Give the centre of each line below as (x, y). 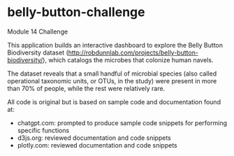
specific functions (43, 130)
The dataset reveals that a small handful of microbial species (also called (112, 73)
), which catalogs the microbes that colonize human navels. (128, 59)
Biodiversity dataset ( (38, 52)
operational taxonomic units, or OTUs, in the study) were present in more (112, 80)
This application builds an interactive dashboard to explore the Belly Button (115, 45)
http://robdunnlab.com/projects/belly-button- (133, 52)
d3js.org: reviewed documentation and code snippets (94, 138)
